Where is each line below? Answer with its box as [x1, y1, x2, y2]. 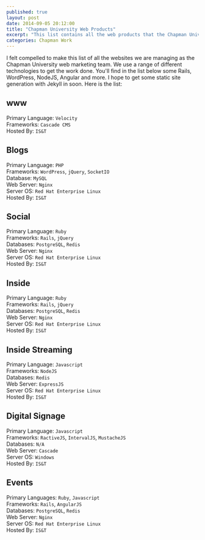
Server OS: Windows [6, 453, 55, 460]
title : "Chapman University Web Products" [6, 26, 116, 32]
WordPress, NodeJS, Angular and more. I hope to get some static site [6, 74, 181, 81]
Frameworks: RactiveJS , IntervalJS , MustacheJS [6, 433, 126, 441]
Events [6, 478, 34, 488]
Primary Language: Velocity [6, 114, 77, 121]
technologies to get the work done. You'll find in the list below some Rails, [6, 67, 192, 74]
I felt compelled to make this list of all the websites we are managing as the [6, 54, 195, 61]
